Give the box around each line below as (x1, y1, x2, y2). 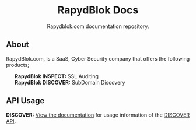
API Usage (6, 96, 45, 106)
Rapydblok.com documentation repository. (47, 23, 149, 30)
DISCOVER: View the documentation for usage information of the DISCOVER (6, 111, 190, 118)
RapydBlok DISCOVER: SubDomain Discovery (14, 79, 125, 86)
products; (6, 61, 29, 68)
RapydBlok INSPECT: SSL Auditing (14, 72, 99, 79)
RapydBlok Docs (57, 3, 139, 17)
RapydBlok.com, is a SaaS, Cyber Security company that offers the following (6, 55, 190, 62)
